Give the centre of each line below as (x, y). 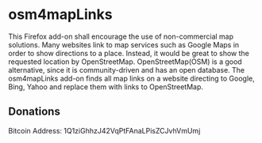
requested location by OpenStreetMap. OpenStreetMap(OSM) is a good (125, 62)
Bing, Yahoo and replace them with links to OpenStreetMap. (106, 87)
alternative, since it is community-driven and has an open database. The (126, 70)
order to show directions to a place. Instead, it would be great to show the (129, 53)
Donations (35, 112)
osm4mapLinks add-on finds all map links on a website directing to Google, (132, 78)
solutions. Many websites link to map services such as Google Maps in (124, 44)
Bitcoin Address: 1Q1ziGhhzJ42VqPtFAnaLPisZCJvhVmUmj (104, 130)
